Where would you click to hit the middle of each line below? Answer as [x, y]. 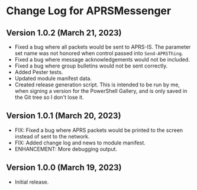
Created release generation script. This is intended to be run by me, [97, 85]
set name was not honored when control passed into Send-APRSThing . [99, 53]
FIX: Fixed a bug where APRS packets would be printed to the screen [99, 130]
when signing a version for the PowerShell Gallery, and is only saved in [101, 91]
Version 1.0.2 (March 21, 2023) [64, 33]
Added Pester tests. [39, 72]
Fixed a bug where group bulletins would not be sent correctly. [91, 66]
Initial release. [32, 182]
